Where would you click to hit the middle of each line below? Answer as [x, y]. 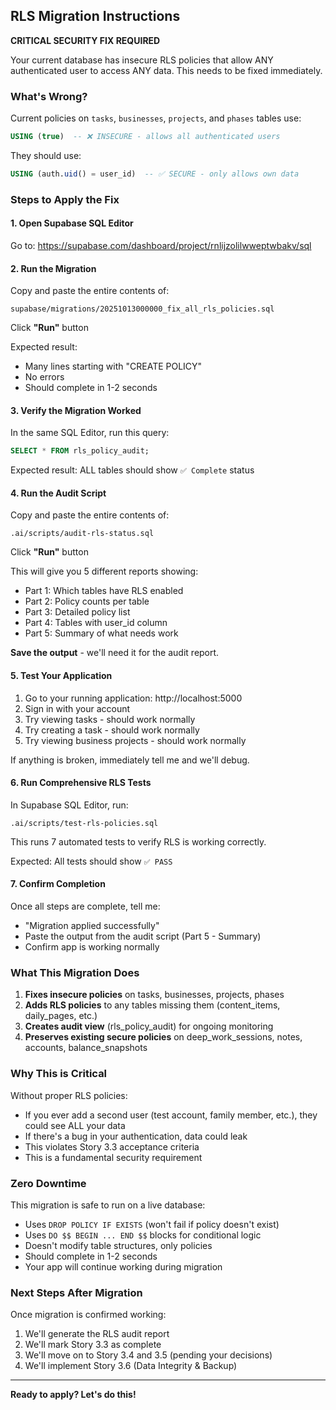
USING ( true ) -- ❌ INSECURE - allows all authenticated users [145, 137]
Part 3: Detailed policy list [77, 612]
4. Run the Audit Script [58, 493]
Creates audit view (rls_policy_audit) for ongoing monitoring [149, 1026]
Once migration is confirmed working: [88, 1315]
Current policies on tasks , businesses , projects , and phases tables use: [156, 118]
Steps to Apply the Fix [65, 199]
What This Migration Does [75, 972]
